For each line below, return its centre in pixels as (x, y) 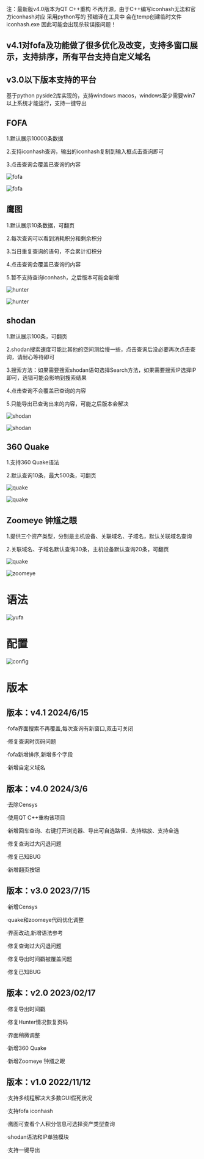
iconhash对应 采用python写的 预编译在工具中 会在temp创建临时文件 (97, 17)
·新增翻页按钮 (24, 869)
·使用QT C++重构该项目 (36, 817)
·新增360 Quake (27, 1048)
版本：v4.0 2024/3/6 (47, 789)
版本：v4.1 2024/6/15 (47, 712)
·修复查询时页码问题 (31, 742)
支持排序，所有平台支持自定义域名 (86, 57)
